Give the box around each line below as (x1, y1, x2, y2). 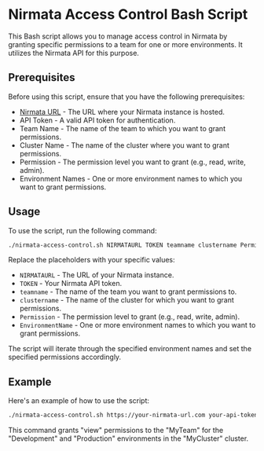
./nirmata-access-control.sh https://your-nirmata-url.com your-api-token (8, 411, 258, 420)
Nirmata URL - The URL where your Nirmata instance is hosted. (19, 107, 225, 116)
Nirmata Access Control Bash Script (8, 5, 248, 24)
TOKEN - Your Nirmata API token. (19, 279, 123, 288)
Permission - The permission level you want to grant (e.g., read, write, (19, 157, 246, 167)
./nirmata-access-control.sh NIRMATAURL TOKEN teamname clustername (8, 241, 237, 249)
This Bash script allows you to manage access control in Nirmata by (8, 31, 228, 41)
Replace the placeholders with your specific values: (8, 255, 175, 265)
